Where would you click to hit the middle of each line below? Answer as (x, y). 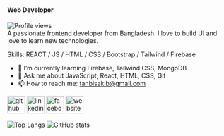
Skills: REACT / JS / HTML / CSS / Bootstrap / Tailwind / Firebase (102, 54)
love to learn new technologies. (53, 40)
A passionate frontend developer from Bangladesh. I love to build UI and (112, 33)
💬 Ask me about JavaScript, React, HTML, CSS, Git (92, 75)
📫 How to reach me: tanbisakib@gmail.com (82, 83)
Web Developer (31, 10)
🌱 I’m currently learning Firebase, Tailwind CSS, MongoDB (102, 68)
